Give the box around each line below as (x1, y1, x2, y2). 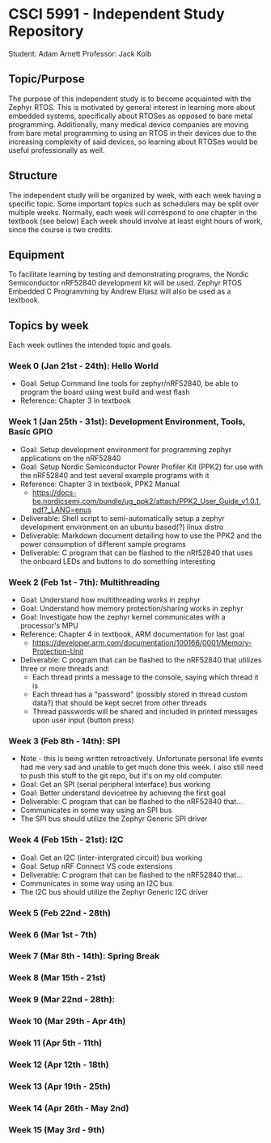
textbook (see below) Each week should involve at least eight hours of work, (8, 216, 263, 226)
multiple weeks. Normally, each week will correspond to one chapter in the (8, 207, 257, 217)
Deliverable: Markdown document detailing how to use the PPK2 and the (19, 531, 262, 540)
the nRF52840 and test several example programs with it (19, 470, 210, 480)
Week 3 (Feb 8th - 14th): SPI (8, 735, 121, 747)
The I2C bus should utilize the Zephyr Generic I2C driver (19, 887, 209, 896)
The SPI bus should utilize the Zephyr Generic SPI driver (19, 814, 208, 823)
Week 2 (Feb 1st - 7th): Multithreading (8, 576, 160, 587)
